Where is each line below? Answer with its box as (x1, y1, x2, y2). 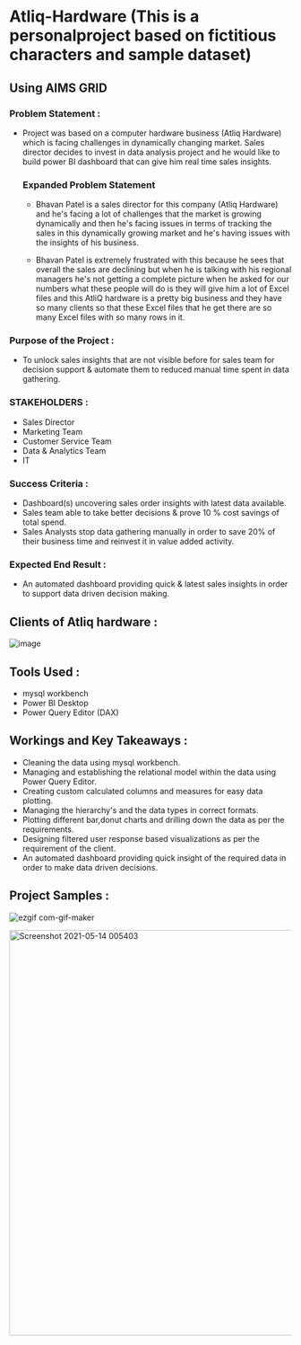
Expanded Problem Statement (21, 178, 156, 190)
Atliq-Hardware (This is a (9, 6, 200, 27)
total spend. (21, 517, 67, 527)
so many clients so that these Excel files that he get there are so (35, 303, 272, 314)
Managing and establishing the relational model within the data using (21, 766, 277, 777)
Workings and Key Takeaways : (9, 733, 188, 748)
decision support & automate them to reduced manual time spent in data (21, 364, 289, 375)
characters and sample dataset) (9, 45, 253, 65)
